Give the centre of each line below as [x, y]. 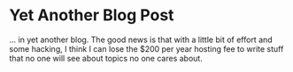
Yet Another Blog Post [92, 15]
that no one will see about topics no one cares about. [106, 58]
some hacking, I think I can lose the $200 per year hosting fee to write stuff [146, 48]
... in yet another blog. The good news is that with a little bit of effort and [141, 40]
